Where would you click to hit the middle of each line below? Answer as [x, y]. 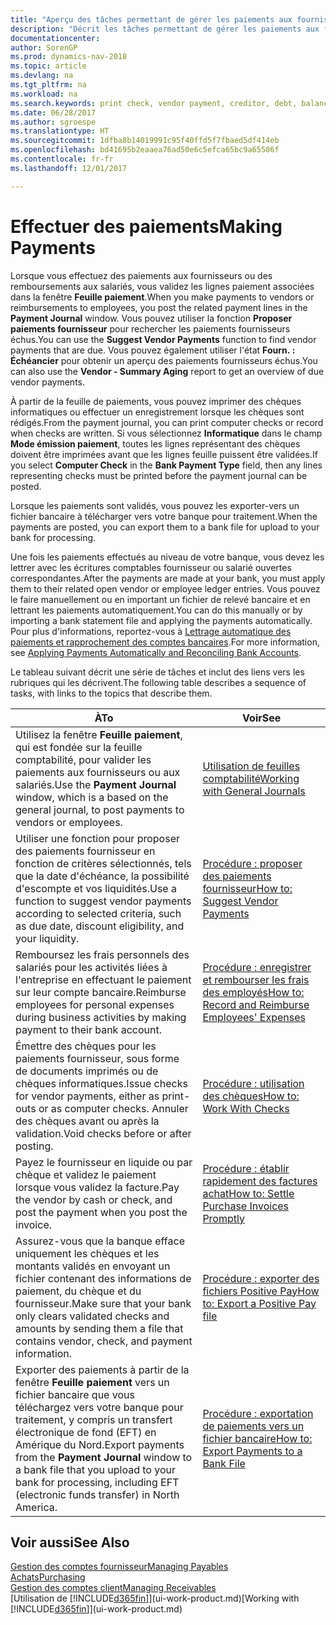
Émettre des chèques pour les [86, 1046]
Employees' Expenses [254, 1017]
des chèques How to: [251, 1096]
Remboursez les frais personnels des [102, 954]
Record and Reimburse [256, 1004]
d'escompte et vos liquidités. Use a [96, 888]
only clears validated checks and [92, 1316]
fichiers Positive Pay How [261, 1291]
